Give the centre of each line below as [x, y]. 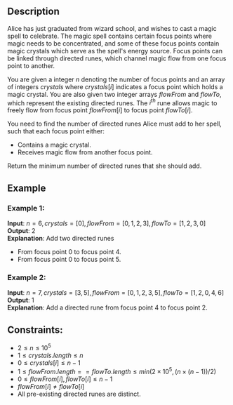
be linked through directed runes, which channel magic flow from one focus [117, 58]
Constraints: [35, 330]
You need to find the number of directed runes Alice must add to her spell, [115, 124]
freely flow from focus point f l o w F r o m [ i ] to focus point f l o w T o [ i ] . [100, 110]
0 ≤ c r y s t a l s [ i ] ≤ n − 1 [49, 363]
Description [33, 12]
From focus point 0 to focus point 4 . [69, 252]
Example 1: [26, 208]
